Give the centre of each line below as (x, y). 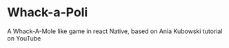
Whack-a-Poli (48, 13)
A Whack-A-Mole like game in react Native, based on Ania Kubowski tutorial (115, 31)
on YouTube (24, 38)
